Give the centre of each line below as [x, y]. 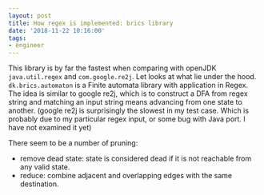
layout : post [30, 16]
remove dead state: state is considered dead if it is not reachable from [136, 159]
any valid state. [45, 167]
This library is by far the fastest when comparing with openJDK [112, 68]
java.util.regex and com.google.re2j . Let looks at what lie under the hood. [132, 77]
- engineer [26, 46]
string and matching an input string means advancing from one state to [125, 102]
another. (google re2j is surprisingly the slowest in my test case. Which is [129, 111]
